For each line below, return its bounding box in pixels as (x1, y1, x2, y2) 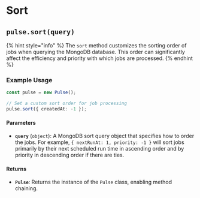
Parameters (6, 119, 36, 126)
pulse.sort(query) (6, 28, 75, 36)
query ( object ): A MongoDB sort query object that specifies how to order (14, 133, 195, 140)
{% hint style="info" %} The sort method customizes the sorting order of (6, 42, 187, 49)
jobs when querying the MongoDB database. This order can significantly (6, 49, 186, 55)
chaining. (14, 185, 38, 192)
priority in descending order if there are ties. (14, 151, 125, 159)
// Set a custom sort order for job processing (6, 100, 128, 107)
